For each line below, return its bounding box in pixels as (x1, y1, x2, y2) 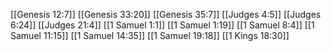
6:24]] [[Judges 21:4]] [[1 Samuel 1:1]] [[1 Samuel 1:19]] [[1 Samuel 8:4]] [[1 (10, 19, 315, 31)
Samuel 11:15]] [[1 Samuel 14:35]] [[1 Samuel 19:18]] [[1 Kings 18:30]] (10, 30, 290, 41)
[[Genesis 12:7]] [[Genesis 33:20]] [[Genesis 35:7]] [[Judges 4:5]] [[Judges (10, 9, 322, 20)
